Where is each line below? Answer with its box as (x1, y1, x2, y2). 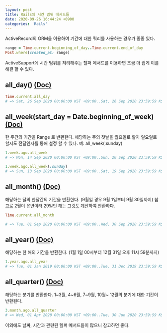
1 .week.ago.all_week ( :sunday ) (5, 164, 68, 169)
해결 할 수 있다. (5, 66, 35, 72)
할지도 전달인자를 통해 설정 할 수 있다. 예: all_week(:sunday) (5, 140, 123, 146)
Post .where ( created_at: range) (5, 50, 70, 55)
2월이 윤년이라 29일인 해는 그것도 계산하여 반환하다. (14, 203, 115, 209)
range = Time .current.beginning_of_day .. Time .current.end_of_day (5, 45, 143, 50)
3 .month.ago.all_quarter (5, 308, 57, 313)
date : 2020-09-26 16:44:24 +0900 (5, 16, 75, 21)
